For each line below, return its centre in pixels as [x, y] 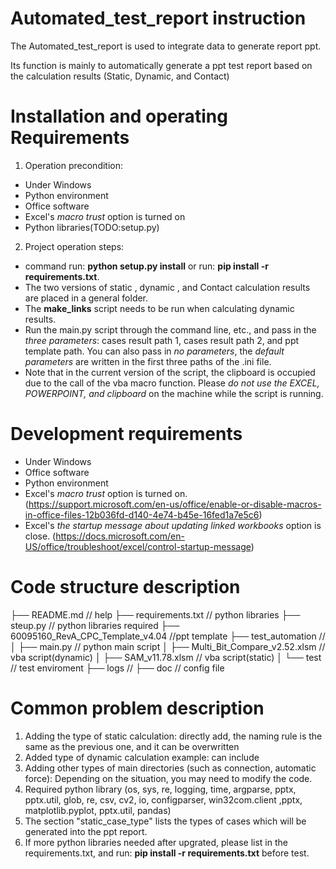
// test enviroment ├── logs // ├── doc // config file [117, 668]
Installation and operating [119, 116]
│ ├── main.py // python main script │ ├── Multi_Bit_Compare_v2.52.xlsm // [168, 646]
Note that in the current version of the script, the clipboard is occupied [170, 372]
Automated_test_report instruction [158, 18]
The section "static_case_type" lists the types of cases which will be [165, 821]
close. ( [40, 536]
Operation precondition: [74, 165]
